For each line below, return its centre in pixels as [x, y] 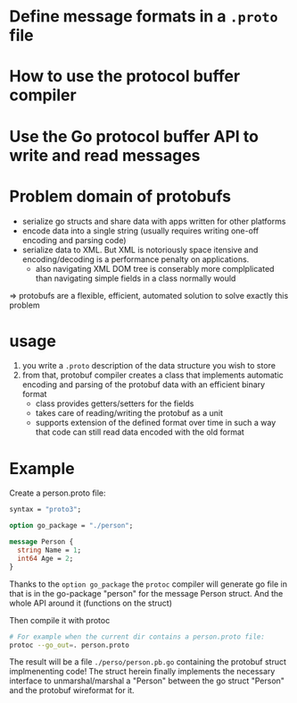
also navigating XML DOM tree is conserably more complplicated [155, 268]
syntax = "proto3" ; [45, 510]
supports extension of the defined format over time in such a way [156, 423]
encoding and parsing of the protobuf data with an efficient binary [144, 385]
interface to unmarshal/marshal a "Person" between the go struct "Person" [147, 681]
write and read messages [105, 155]
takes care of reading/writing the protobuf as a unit [129, 413]
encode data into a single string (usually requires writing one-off [140, 231]
